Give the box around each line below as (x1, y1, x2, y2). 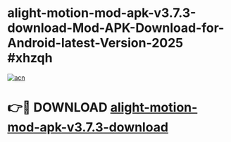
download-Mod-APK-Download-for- (7, 20, 225, 36)
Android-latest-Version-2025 (7, 35, 184, 51)
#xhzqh (7, 50, 53, 66)
